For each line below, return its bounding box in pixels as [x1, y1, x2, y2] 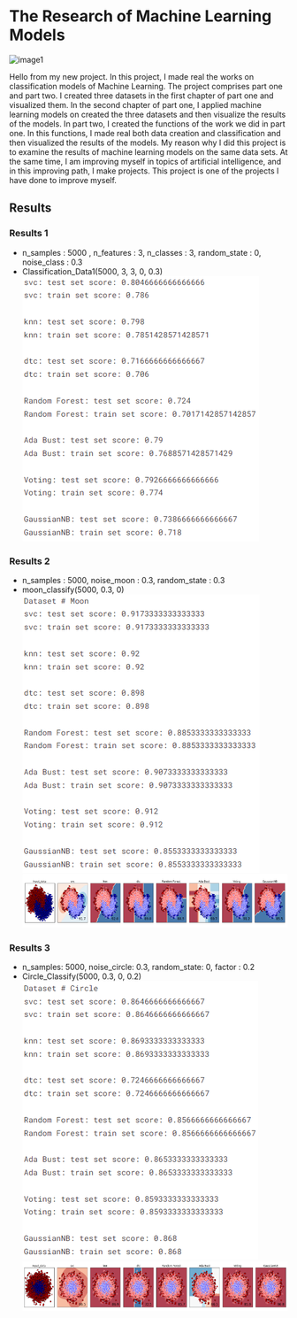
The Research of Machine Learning [9, 6, 272, 27]
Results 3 [9, 941, 50, 953]
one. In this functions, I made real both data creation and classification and [9, 127, 281, 138]
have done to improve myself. [9, 174, 118, 185]
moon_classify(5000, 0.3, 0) [21, 584, 125, 595]
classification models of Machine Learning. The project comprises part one [9, 81, 283, 91]
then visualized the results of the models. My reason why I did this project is [9, 137, 286, 148]
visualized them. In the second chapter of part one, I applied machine [9, 99, 263, 110]
